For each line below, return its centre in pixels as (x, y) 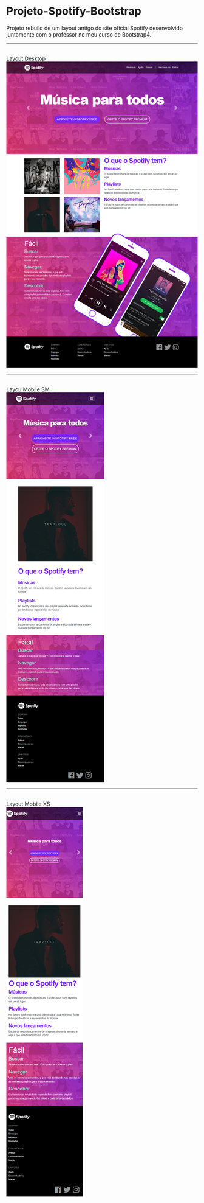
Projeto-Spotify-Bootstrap (74, 11)
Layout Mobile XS (28, 804)
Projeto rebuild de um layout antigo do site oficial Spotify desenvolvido (95, 28)
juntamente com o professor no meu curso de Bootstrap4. (79, 34)
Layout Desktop (26, 58)
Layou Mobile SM (28, 389)
